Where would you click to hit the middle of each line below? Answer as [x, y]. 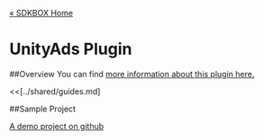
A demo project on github [57, 126]
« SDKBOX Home [41, 13]
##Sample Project [43, 109]
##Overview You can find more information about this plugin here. [132, 74]
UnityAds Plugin [71, 49]
